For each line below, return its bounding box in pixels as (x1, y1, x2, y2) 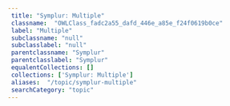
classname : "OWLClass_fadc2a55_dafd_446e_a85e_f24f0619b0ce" (10, 19, 224, 27)
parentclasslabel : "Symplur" (10, 57, 109, 65)
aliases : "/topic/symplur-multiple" (10, 78, 137, 86)
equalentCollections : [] (10, 64, 94, 72)
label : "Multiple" (10, 26, 73, 34)
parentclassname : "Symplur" (10, 49, 105, 57)
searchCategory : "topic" (10, 85, 94, 94)
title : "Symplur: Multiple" (10, 11, 105, 20)
